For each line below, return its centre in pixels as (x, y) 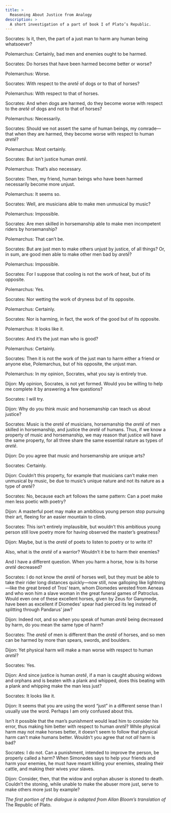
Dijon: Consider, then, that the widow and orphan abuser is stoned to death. (84, 779)
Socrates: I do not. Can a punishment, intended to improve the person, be (82, 753)
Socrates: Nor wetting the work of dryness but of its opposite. (70, 299)
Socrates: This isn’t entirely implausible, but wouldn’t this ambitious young (83, 527)
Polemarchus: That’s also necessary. (44, 169)
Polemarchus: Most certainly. (36, 149)
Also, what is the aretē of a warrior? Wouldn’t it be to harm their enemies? (82, 552)
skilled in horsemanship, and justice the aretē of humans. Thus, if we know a (85, 430)
